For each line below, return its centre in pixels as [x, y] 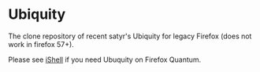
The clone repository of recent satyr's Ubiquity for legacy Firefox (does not [130, 36]
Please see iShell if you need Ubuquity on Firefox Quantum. [105, 59]
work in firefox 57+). [41, 44]
